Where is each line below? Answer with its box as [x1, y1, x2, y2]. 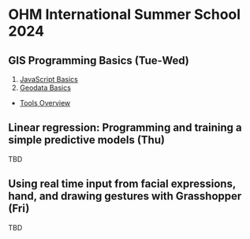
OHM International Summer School [8, 6, 241, 24]
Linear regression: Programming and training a [8, 121, 242, 135]
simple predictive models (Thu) [8, 133, 166, 147]
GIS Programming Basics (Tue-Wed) [8, 54, 189, 67]
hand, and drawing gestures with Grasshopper [8, 189, 242, 203]
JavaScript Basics [19, 75, 79, 84]
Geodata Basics [19, 83, 71, 92]
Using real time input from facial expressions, [8, 177, 237, 191]
